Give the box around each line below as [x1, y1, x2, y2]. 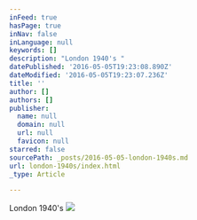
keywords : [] [9, 46, 58, 55]
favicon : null [17, 137, 69, 145]
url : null [17, 129, 53, 137]
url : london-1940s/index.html [9, 161, 122, 170]
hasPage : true [9, 21, 62, 30]
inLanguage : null [9, 37, 74, 47]
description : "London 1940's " [9, 54, 125, 63]
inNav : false [9, 29, 58, 38]
